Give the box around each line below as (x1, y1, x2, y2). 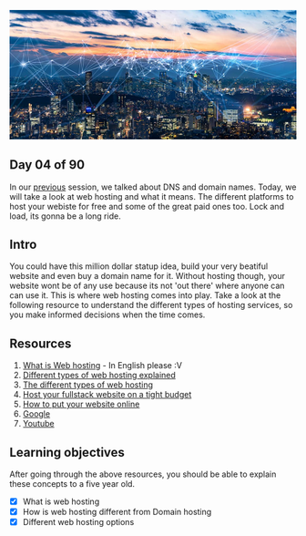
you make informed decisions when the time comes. (9, 309, 206, 320)
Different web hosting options (22, 517, 135, 528)
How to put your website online (22, 398, 140, 410)
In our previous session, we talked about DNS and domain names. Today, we (9, 181, 297, 192)
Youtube (22, 418, 55, 429)
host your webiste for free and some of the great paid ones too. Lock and (9, 201, 285, 211)
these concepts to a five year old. (9, 479, 135, 490)
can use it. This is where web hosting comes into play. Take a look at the (9, 290, 281, 301)
